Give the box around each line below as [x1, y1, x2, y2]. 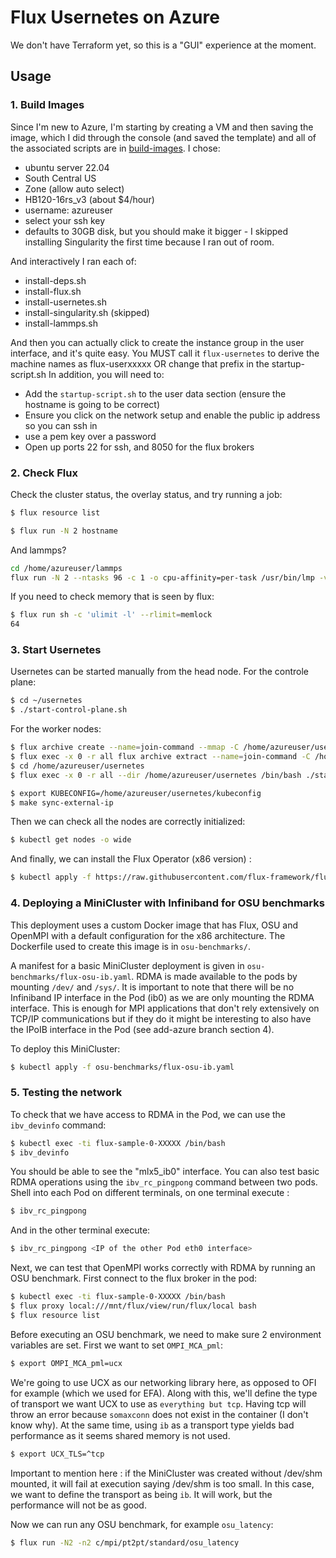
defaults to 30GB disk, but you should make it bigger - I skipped [24, 225, 289, 237]
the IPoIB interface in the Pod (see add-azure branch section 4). [10, 1023, 275, 1035]
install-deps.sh [24, 274, 87, 286]
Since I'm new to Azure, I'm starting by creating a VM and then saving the [10, 121, 314, 133]
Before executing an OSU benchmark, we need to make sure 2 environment [10, 1328, 322, 1340]
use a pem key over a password [24, 430, 157, 442]
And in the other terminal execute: [10, 1224, 151, 1236]
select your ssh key [24, 214, 106, 226]
